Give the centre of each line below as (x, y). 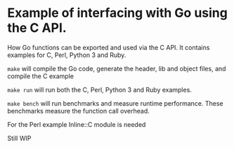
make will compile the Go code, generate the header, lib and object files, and (117, 68)
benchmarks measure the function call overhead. (78, 111)
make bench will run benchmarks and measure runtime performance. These (115, 103)
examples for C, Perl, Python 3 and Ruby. (67, 55)
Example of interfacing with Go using (118, 13)
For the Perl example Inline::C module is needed (77, 124)
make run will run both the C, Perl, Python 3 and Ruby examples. (99, 90)
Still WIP (19, 138)
